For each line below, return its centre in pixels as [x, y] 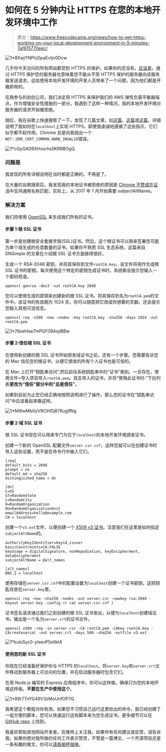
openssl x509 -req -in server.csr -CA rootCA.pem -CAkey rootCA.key [77, 628]
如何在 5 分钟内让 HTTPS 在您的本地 [79, 10]
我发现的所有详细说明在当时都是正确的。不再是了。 [57, 174]
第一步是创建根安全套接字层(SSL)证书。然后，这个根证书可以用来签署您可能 [82, 241]
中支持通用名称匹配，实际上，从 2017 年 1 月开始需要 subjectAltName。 [82, 191]
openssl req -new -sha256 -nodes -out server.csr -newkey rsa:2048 [76, 599]
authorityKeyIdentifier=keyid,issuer [44, 543]
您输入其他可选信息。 [27, 308]
